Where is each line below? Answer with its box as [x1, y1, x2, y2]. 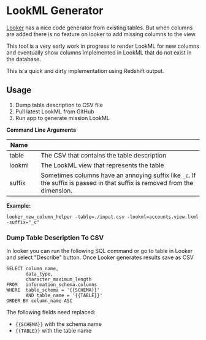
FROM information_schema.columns [6, 282, 97, 288]
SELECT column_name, [6, 266, 59, 272]
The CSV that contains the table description [40, 151, 167, 159]
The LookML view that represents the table [40, 161, 164, 169]
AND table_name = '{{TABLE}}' [25, 292, 103, 299]
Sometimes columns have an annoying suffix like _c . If [40, 171, 196, 179]
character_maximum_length [25, 276, 92, 282]
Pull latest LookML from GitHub [15, 108, 94, 115]
